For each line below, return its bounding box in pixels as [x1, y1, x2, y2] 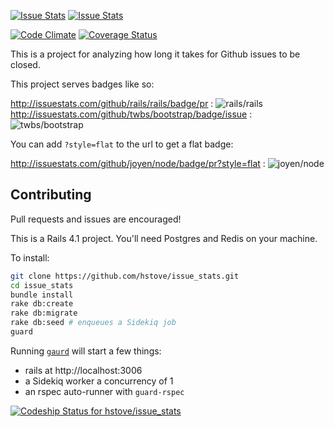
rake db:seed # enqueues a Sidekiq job [10, 318, 177, 328]
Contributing [10, 186, 92, 204]
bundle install [10, 290, 74, 300]
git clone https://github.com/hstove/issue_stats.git [10, 271, 240, 281]
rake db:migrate [10, 308, 78, 319]
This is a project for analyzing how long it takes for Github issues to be [10, 48, 301, 60]
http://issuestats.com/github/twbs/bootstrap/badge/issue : [10, 108, 253, 120]
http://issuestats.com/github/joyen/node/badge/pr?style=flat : [10, 158, 266, 169]
